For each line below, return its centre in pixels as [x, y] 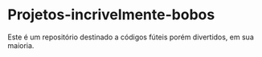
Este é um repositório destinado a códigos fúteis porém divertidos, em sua [131, 37]
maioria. [21, 45]
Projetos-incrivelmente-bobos [111, 15]
